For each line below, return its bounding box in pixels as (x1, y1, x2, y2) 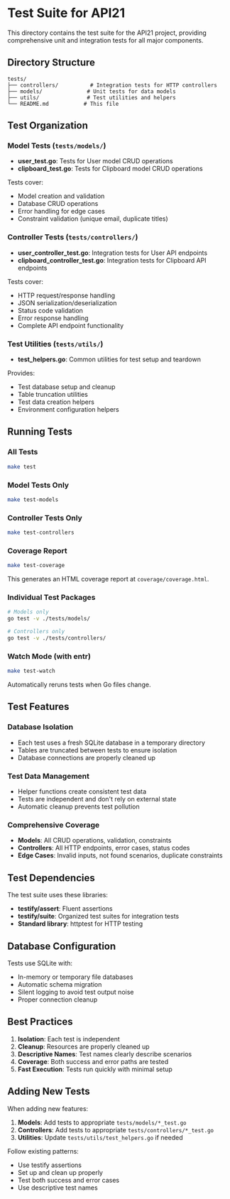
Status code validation (17, 306, 84, 314)
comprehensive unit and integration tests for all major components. (7, 35, 204, 44)
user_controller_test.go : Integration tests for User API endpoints (17, 248, 208, 257)
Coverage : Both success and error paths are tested (17, 1057, 169, 1066)
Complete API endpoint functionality (17, 321, 124, 329)
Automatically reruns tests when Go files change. (7, 680, 151, 689)
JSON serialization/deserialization (17, 298, 117, 307)
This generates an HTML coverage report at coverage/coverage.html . (7, 575, 209, 584)
